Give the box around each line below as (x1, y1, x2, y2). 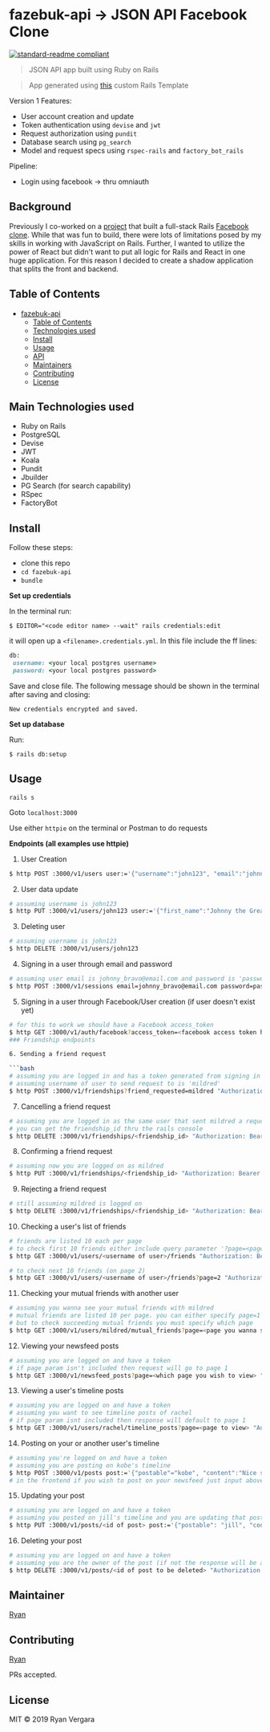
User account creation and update (20, 111, 135, 121)
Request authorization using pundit (20, 128, 137, 138)
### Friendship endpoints (9, 1036, 95, 1044)
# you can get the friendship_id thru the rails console (9, 1124, 204, 1133)
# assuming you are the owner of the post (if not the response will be (9, 1559, 257, 1567)
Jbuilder (20, 472, 49, 483)
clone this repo (20, 558, 71, 568)
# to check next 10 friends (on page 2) (9, 1266, 147, 1274)
